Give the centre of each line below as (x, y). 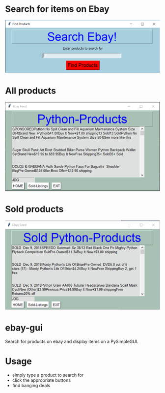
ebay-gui (24, 328)
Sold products (34, 209)
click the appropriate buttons (41, 380)
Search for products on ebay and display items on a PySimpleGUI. (72, 341)
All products (31, 91)
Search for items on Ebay (57, 9)
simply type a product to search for (48, 375)
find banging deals (31, 385)
